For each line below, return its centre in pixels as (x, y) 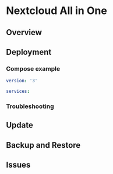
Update (20, 125)
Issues (18, 165)
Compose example (33, 68)
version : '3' (22, 81)
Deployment (29, 52)
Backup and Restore (43, 145)
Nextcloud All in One (57, 11)
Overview (24, 32)
